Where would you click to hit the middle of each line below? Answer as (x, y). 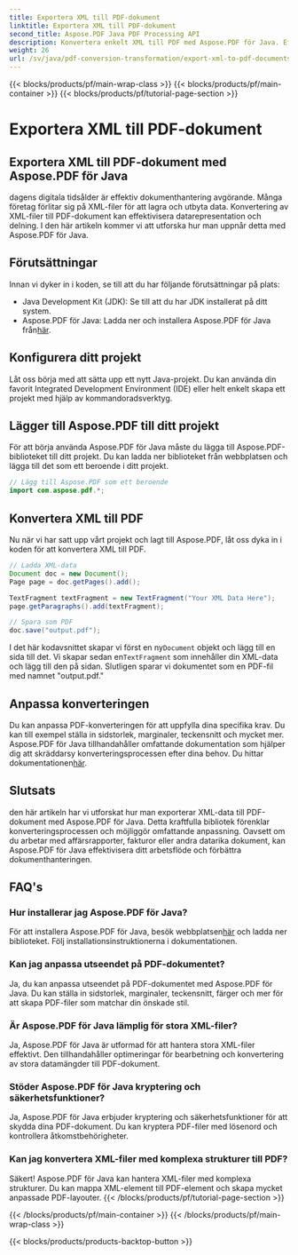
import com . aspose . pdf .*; (57, 491)
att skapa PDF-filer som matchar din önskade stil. (99, 1002)
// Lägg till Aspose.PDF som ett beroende (89, 482)
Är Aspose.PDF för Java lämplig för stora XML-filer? (123, 1025)
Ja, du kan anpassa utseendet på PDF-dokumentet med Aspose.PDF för (141, 983)
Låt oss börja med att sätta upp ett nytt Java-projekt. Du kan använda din (143, 379)
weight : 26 (29, 51)
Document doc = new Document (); (69, 574)
